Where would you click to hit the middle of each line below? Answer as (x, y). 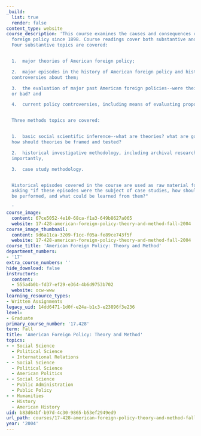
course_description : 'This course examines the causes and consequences (99, 34)
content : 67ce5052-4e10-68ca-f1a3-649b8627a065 (72, 218)
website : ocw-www (33, 290)
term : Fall (20, 329)
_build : (16, 12)
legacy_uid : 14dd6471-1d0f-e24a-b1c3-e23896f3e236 (71, 307)
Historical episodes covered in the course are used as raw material (100, 185)
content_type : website (34, 28)
